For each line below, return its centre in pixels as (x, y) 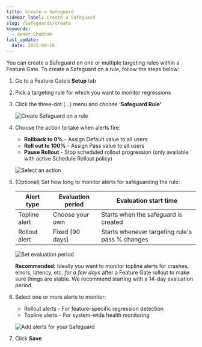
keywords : (19, 29)
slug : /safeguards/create (38, 23)
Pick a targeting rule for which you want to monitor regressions (93, 92)
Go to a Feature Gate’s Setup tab (55, 81)
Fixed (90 (67, 232)
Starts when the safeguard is (142, 214)
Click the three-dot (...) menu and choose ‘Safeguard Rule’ (88, 104)
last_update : (23, 40)
